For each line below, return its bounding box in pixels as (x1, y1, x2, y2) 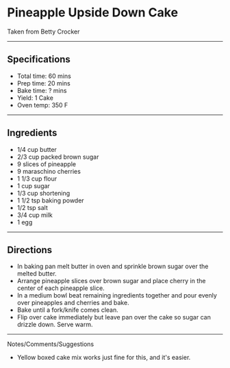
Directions (7, 244, 53, 256)
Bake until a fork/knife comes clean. (16, 306, 118, 314)
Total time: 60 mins (16, 72, 72, 80)
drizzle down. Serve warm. (16, 320, 93, 329)
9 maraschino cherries (16, 167, 81, 175)
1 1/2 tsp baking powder (16, 196, 84, 205)
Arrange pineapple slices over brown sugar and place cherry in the (16, 277, 206, 285)
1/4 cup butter (16, 145, 57, 153)
